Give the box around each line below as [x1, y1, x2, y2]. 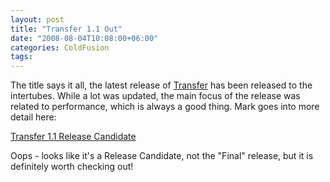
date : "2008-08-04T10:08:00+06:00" [10, 33, 159, 43]
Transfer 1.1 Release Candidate [10, 131, 137, 143]
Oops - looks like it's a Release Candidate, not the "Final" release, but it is [10, 150, 314, 162]
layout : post [10, 14, 65, 25]
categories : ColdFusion [10, 42, 110, 53]
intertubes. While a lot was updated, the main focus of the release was [10, 90, 301, 102]
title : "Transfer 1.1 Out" [10, 24, 123, 34]
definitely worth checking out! [10, 161, 134, 173]
